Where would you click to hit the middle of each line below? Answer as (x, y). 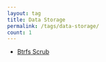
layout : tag (24, 13)
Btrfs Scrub (33, 52)
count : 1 (19, 32)
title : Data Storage (37, 20)
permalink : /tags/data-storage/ (53, 26)
